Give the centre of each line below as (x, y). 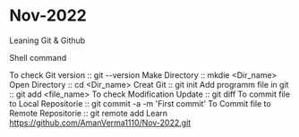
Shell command (38, 57)
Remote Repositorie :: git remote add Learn (89, 113)
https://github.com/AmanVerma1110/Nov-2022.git (100, 123)
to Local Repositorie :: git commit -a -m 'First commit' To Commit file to (140, 103)
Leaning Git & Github (47, 40)
